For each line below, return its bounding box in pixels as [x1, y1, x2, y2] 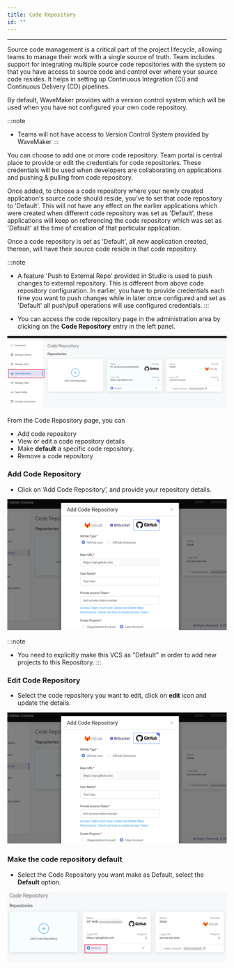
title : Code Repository [7, 11, 77, 18]
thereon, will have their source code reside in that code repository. [7, 244, 198, 253]
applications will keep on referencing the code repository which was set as [7, 216, 222, 224]
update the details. [17, 698, 72, 707]
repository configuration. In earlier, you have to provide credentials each [17, 286, 225, 295]
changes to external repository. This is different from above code [17, 279, 204, 287]
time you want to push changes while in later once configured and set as [17, 293, 226, 302]
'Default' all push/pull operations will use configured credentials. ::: [17, 301, 210, 309]
